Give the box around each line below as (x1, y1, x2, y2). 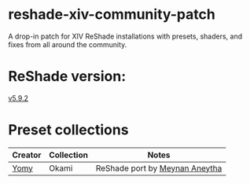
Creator (12, 149, 42, 160)
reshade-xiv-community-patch (8, 6, 216, 24)
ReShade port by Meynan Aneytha (95, 163, 222, 174)
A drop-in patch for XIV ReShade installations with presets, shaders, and (8, 31, 243, 41)
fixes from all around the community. (8, 39, 127, 49)
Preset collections (8, 121, 129, 139)
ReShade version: (8, 68, 127, 86)
